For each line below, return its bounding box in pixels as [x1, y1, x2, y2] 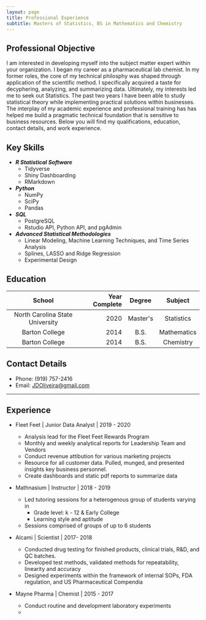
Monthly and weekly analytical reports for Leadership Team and [24, 440, 186, 447]
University [28, 318, 58, 326]
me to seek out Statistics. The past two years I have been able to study [6, 92, 186, 99]
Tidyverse [24, 165, 50, 172]
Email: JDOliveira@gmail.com [15, 381, 90, 389]
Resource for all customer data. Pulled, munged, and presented [24, 459, 185, 467]
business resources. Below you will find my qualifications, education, [6, 118, 181, 126]
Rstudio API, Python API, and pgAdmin [24, 224, 122, 231]
